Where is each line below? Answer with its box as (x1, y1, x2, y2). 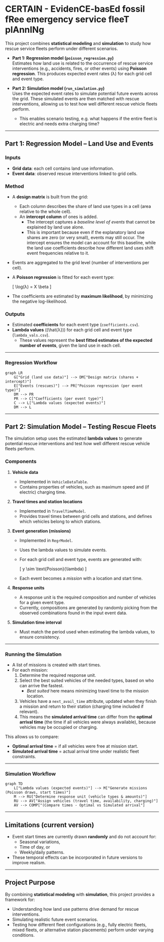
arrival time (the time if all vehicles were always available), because (19, 719, 156, 725)
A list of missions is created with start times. (12, 662, 101, 668)
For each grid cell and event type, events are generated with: (19, 556, 143, 562)
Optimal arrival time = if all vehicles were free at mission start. (12, 743, 138, 749)
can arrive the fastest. (19, 682, 64, 688)
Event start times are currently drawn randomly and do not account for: (12, 834, 157, 840)
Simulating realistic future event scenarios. (12, 916, 99, 922)
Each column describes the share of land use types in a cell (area (19, 203, 151, 209)
